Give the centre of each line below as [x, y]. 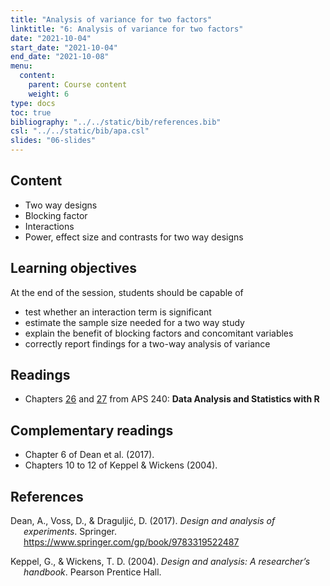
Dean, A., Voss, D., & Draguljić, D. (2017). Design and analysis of [143, 521]
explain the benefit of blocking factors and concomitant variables [159, 333]
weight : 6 [49, 94]
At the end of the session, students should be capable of [127, 292]
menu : [21, 66]
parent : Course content [78, 85]
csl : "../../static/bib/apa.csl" [80, 131]
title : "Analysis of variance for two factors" [111, 19]
